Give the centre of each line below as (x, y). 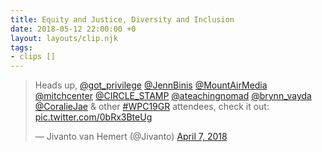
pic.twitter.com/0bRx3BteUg (93, 117)
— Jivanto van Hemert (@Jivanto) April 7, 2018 (131, 137)
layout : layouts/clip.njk (64, 38)
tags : (21, 47)
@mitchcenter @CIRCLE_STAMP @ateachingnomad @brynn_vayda (173, 96)
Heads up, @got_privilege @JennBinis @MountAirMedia (151, 85)
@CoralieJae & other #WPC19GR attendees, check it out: (152, 107)
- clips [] (33, 57)
